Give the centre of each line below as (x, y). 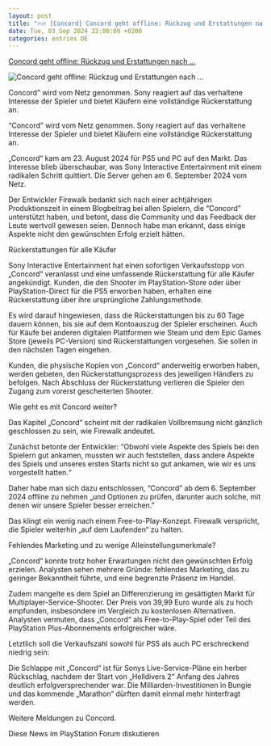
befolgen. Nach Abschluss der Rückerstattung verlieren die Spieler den (126, 383)
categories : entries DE (48, 38)
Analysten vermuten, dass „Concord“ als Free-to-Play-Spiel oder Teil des (130, 620)
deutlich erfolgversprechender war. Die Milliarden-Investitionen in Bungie (130, 685)
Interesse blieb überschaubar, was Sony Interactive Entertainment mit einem (135, 167)
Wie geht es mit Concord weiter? (63, 407)
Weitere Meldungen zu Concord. (63, 718)
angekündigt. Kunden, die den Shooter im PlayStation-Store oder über (125, 283)
